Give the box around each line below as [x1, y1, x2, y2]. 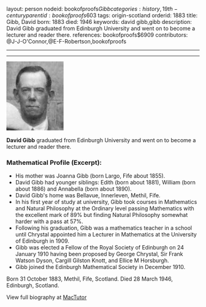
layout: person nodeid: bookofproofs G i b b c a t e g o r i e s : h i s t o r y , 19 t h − [6, 6, 178, 12]
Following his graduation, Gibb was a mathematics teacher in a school [15, 224, 192, 232]
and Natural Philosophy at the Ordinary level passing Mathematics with [15, 205, 194, 212]
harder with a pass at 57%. [15, 218, 84, 226]
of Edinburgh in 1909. [15, 237, 69, 244]
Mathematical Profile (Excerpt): [6, 158, 102, 167]
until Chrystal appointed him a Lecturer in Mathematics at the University [15, 231, 197, 238]
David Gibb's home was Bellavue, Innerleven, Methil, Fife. [15, 192, 161, 199]
